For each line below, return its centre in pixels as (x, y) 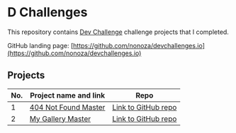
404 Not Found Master (67, 107)
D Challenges (47, 12)
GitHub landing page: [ (40, 45)
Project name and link (67, 95)
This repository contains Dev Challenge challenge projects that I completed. (118, 32)
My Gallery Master (60, 119)
